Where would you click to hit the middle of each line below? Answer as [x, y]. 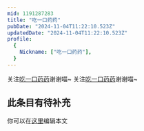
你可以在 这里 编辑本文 [37, 121]
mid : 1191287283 [30, 13]
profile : [20, 39]
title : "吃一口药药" [34, 20]
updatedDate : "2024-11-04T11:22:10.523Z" [68, 33]
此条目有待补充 [39, 103]
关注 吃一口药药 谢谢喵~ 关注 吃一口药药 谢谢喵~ [72, 79]
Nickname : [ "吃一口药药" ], [55, 52]
